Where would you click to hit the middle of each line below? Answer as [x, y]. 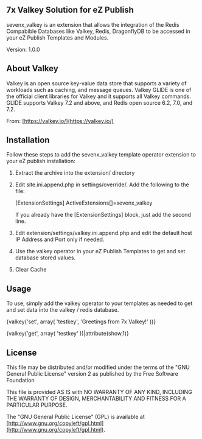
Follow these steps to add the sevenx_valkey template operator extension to [101, 155]
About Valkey [33, 68]
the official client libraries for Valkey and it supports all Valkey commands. [99, 96]
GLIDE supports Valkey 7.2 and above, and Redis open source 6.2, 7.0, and [99, 102]
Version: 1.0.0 [23, 49]
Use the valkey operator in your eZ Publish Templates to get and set [100, 251]
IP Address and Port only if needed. [60, 239]
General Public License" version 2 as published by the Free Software [92, 374]
